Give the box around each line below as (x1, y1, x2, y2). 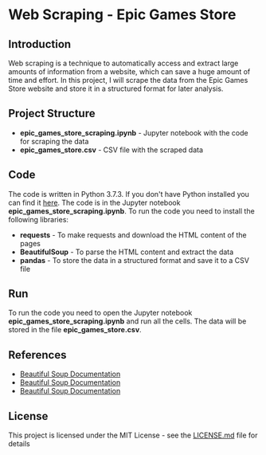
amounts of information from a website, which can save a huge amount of (8, 67, 251, 76)
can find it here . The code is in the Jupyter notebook (8, 198, 181, 207)
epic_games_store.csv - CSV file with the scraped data (19, 145, 204, 155)
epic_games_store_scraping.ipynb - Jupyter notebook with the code (19, 127, 248, 137)
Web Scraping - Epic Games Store (8, 6, 237, 24)
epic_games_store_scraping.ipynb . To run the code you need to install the (8, 206, 255, 216)
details (8, 439, 30, 449)
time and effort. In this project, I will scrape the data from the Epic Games (8, 76, 248, 84)
